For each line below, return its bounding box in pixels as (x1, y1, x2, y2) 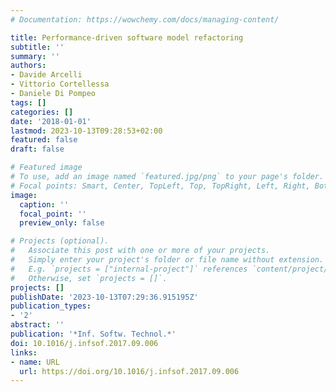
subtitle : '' (10, 42, 65, 52)
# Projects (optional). (10, 236, 110, 246)
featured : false (10, 135, 78, 145)
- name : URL (10, 357, 60, 367)
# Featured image (10, 162, 83, 173)
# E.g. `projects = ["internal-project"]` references (10, 264, 248, 274)
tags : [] (10, 97, 47, 108)
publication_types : (10, 301, 92, 311)
